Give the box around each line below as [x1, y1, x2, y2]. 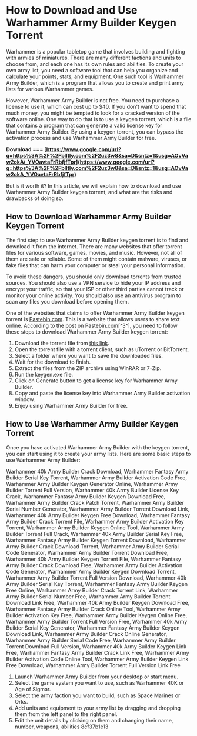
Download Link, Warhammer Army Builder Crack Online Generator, [6, 630, 168, 637]
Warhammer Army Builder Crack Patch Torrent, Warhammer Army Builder [6, 499, 184, 506]
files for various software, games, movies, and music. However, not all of [6, 249, 182, 256]
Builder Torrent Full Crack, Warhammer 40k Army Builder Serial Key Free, [6, 530, 183, 537]
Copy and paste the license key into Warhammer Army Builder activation [14, 389, 191, 397]
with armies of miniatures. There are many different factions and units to [6, 54, 181, 61]
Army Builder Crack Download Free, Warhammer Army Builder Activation [6, 561, 183, 568]
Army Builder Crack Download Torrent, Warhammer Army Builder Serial [6, 542, 179, 550]
